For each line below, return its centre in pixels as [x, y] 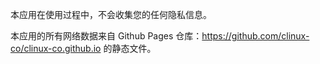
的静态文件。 [130, 48]
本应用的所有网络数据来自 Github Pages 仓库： [106, 36]
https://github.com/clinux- [255, 36]
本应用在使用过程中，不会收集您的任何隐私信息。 [111, 14]
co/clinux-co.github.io [56, 48]
